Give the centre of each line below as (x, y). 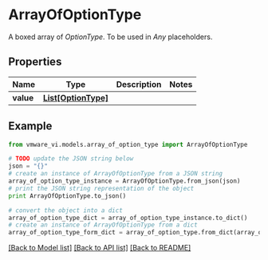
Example (30, 126)
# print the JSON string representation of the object (101, 188)
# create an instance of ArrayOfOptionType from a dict (103, 225)
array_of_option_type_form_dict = (66, 233)
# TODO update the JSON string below (71, 159)
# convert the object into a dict (66, 210)
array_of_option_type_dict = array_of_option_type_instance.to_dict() (128, 218)
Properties (35, 62)
